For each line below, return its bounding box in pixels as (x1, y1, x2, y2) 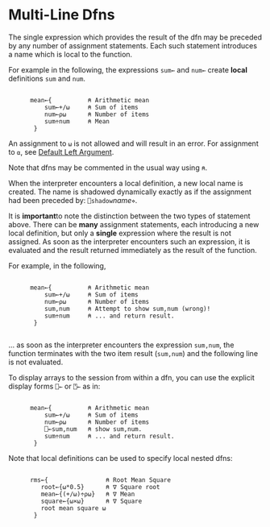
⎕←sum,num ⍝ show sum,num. (44, 425, 143, 433)
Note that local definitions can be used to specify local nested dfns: (8, 453, 233, 463)
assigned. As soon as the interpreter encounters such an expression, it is (8, 236, 251, 247)
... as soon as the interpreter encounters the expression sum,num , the (8, 340, 235, 350)
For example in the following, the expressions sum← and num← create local (8, 64, 247, 74)
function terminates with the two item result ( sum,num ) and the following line (8, 348, 259, 358)
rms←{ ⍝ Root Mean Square (29, 475, 172, 484)
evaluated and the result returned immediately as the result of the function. (8, 245, 258, 255)
